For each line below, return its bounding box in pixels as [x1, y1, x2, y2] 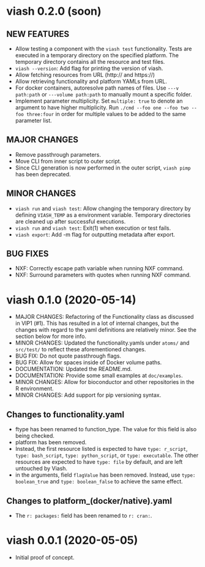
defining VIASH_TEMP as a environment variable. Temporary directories [15, 211, 191, 219]
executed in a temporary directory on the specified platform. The [15, 52, 179, 59]
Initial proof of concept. [15, 553, 75, 561]
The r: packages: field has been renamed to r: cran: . [15, 512, 152, 519]
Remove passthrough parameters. [15, 151, 101, 158]
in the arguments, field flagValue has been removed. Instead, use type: [15, 471, 196, 479]
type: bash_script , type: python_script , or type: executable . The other [15, 452, 199, 459]
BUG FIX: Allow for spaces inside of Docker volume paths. [15, 359, 162, 366]
